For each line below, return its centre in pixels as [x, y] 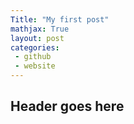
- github [33, 57]
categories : [35, 47]
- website [35, 66]
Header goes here [67, 106]
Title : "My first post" [60, 19]
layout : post [37, 38]
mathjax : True [40, 29]
